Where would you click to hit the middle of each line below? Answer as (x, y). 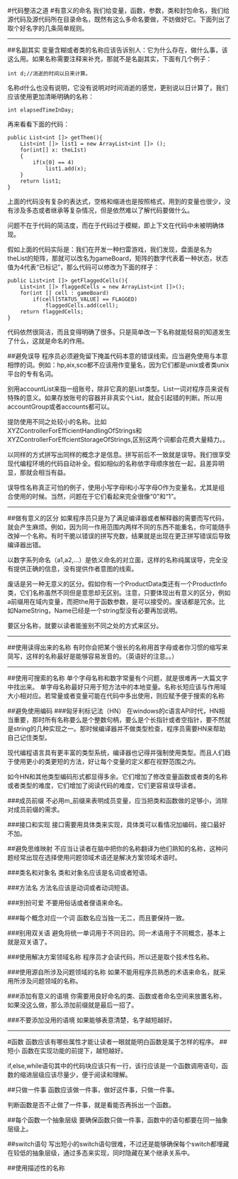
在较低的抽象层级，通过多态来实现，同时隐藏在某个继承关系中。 (100, 1153)
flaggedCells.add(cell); (82, 306)
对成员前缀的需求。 (35, 809)
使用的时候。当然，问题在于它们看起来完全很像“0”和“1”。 (97, 496)
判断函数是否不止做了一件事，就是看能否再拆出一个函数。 (91, 1105)
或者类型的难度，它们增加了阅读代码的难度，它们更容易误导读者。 (103, 785)
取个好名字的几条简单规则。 (48, 28)
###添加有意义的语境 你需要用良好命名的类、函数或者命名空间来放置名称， (117, 996)
